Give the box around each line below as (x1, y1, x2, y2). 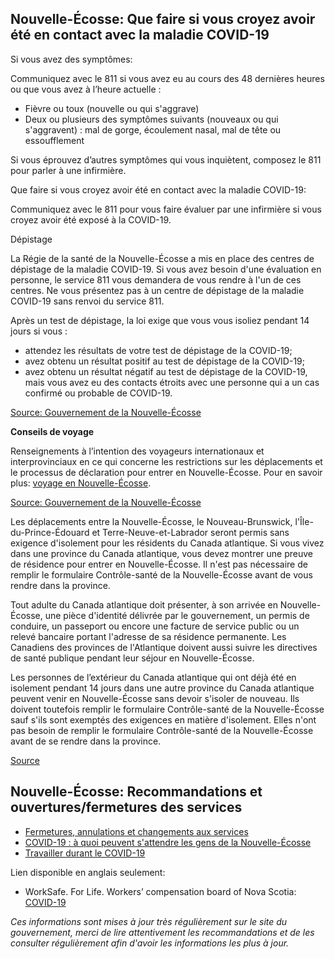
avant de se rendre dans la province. (10, 735, 162, 747)
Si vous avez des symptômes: (10, 53, 133, 65)
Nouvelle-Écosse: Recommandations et (10, 783, 263, 801)
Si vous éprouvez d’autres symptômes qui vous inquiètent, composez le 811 (10, 153, 322, 166)
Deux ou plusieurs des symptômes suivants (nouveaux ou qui (24, 113, 279, 125)
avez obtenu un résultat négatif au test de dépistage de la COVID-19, (24, 365, 308, 377)
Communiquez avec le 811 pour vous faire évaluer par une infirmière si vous (10, 203, 322, 215)
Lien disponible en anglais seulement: (10, 866, 166, 878)
